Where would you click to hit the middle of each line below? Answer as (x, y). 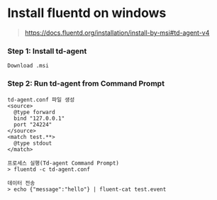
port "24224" (33, 124)
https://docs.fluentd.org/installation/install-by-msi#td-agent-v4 (117, 33)
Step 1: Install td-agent (47, 51)
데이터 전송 (21, 183)
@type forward (34, 112)
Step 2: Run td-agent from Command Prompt (86, 84)
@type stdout (33, 143)
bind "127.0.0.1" (39, 118)
